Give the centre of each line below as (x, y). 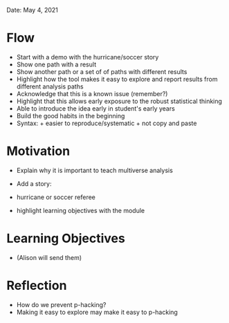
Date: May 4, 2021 (32, 10)
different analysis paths (50, 86)
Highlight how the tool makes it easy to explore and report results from (117, 79)
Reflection (37, 286)
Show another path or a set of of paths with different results (102, 71)
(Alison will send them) (49, 257)
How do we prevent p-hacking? (61, 304)
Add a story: (34, 183)
